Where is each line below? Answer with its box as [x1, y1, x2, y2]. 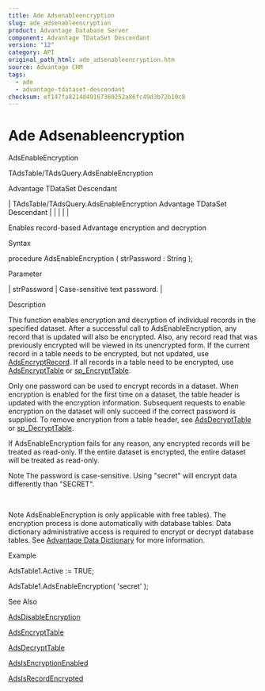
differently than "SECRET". [8, 479, 95, 489]
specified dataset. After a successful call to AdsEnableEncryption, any [8, 324, 237, 333]
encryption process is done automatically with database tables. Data [8, 519, 232, 528]
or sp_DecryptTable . [8, 424, 74, 433]
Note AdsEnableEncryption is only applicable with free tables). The [8, 510, 227, 520]
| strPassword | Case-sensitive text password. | [8, 285, 163, 294]
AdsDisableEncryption [8, 612, 81, 622]
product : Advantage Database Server [8, 26, 129, 34]
